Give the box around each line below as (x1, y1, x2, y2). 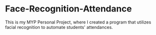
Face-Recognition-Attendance (5, 3, 132, 14)
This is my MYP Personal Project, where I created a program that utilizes (5, 19, 151, 25)
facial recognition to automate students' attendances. (5, 24, 113, 30)
